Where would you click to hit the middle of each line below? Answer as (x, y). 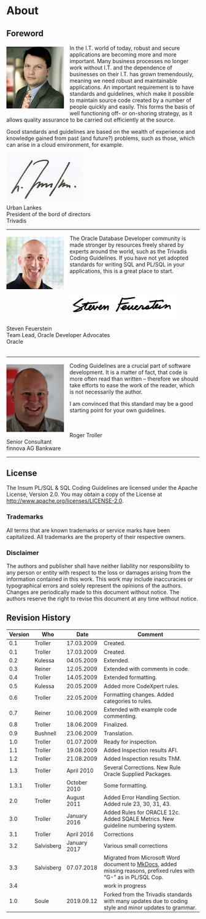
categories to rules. (128, 701)
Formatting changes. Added (139, 694)
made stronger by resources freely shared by (127, 245)
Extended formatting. (131, 677)
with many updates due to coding (146, 901)
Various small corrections (136, 846)
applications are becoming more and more (123, 55)
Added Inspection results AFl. (141, 750)
